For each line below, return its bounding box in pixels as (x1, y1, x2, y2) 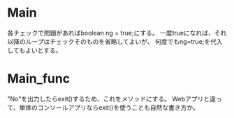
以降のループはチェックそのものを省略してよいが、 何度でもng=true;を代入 (7, 37, 224, 46)
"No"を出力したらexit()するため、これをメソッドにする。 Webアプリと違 (7, 94, 217, 103)
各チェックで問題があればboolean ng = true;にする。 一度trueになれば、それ (7, 28, 227, 37)
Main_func (7, 71, 71, 87)
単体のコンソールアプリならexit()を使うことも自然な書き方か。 (19, 103, 199, 112)
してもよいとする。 (7, 46, 62, 54)
